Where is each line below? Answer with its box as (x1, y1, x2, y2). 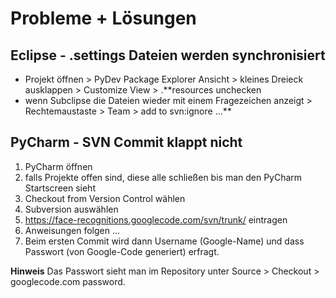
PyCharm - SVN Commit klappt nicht (10, 134, 243, 151)
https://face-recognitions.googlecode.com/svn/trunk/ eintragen (24, 213, 288, 226)
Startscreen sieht (24, 182, 96, 194)
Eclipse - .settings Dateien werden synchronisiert (10, 47, 326, 64)
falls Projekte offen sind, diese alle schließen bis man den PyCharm (24, 171, 303, 183)
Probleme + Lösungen (10, 7, 197, 30)
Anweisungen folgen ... (24, 224, 120, 236)
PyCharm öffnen (24, 160, 93, 172)
